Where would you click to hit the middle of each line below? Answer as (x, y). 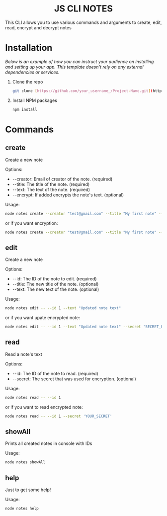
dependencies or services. (32, 72)
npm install (25, 109)
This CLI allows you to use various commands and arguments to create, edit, (83, 22)
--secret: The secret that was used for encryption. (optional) (74, 379)
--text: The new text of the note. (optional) (56, 289)
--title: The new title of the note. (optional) (55, 284)
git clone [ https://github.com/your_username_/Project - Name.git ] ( (83, 91)
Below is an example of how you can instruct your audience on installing (80, 61)
